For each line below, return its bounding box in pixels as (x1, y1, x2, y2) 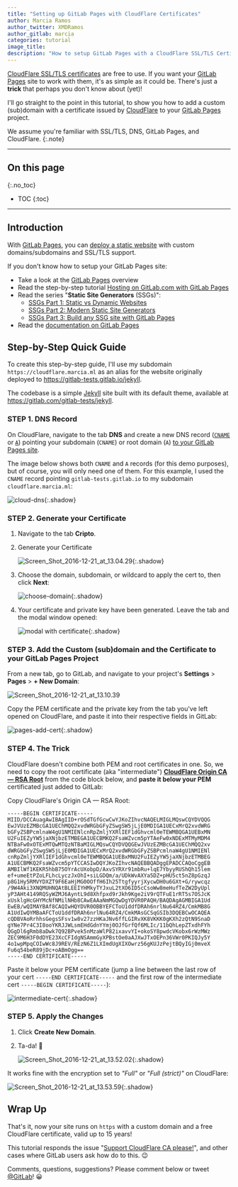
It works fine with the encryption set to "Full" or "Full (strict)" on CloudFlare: (7, 1069, 229, 1077)
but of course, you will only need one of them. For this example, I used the (7, 466, 225, 475)
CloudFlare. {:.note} (7, 134, 65, 143)
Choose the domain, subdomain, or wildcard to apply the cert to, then (17, 570, 221, 579)
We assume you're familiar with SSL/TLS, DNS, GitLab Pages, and (7, 127, 200, 136)
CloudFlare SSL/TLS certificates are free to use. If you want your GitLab (7, 69, 217, 78)
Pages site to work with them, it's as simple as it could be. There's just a (7, 77, 218, 85)
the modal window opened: (17, 613, 98, 622)
